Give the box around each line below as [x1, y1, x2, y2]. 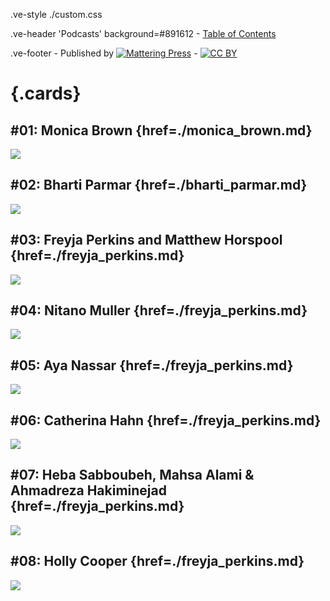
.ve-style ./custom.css [10, 9, 103, 20]
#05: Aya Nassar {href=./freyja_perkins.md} [10, 357, 294, 374]
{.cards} [10, 82, 82, 105]
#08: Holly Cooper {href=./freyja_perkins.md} [10, 553, 305, 570]
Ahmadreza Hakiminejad [10, 482, 167, 499]
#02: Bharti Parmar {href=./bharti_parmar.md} [10, 177, 308, 194]
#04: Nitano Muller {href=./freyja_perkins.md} [10, 302, 308, 319]
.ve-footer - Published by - [10, 47, 198, 59]
